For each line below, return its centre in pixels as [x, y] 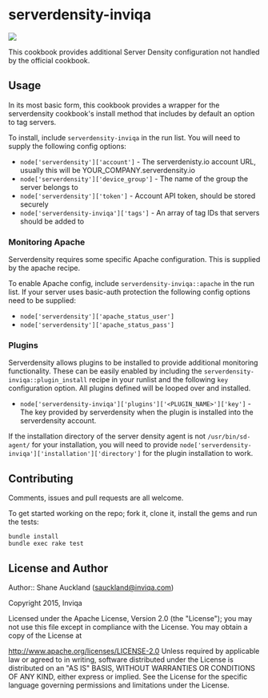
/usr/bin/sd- [229, 437]
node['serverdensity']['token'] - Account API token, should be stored [138, 196]
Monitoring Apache [47, 242]
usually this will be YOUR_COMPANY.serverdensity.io [108, 170]
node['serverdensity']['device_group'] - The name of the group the [134, 179]
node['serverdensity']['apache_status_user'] [97, 317]
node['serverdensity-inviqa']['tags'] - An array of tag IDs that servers [140, 212]
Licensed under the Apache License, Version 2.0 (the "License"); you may [130, 618]
